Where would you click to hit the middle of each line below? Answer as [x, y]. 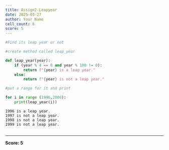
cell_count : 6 [20, 24]
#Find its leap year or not [35, 43]
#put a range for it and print [38, 89]
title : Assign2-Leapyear [31, 10]
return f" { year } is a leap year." [59, 70]
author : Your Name [24, 19]
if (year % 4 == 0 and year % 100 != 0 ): [58, 65]
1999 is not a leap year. [32, 124]
